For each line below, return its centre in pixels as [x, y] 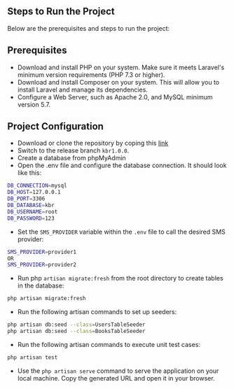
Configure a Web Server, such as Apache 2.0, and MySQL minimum [115, 97]
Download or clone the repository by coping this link [93, 143]
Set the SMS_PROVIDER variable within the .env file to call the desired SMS [121, 232]
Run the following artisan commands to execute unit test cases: [109, 344]
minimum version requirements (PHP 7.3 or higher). [91, 75]
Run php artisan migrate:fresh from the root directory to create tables [120, 278]
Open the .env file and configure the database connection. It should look [122, 165]
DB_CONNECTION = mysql [37, 186]
